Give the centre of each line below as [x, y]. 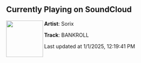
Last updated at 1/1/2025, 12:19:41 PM [90, 46]
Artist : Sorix [59, 23]
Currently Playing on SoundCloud [69, 10]
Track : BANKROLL [66, 35]
